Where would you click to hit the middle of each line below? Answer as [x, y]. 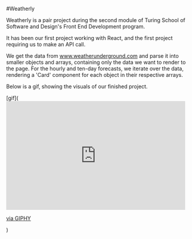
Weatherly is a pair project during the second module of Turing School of [96, 20]
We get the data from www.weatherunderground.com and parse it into [92, 56]
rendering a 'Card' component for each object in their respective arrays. [95, 75]
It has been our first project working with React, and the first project [89, 38]
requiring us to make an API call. [46, 44]
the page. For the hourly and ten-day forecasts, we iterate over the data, [95, 69]
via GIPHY [19, 218]
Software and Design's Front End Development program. [76, 27]
